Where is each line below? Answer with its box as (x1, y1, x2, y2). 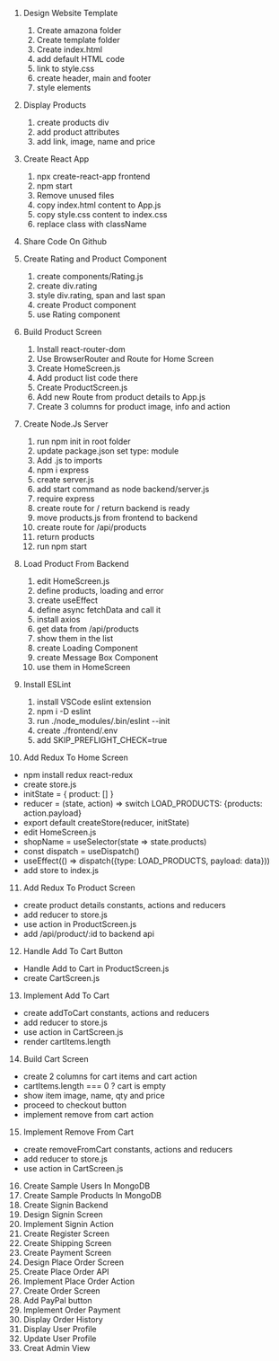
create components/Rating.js (36, 271, 144, 281)
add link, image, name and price (36, 137, 156, 146)
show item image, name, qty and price (22, 1091, 165, 1100)
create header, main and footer (36, 73, 152, 84)
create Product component (36, 300, 136, 310)
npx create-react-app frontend (36, 171, 151, 181)
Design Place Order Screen (22, 1257, 125, 1268)
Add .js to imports (36, 455, 102, 465)
